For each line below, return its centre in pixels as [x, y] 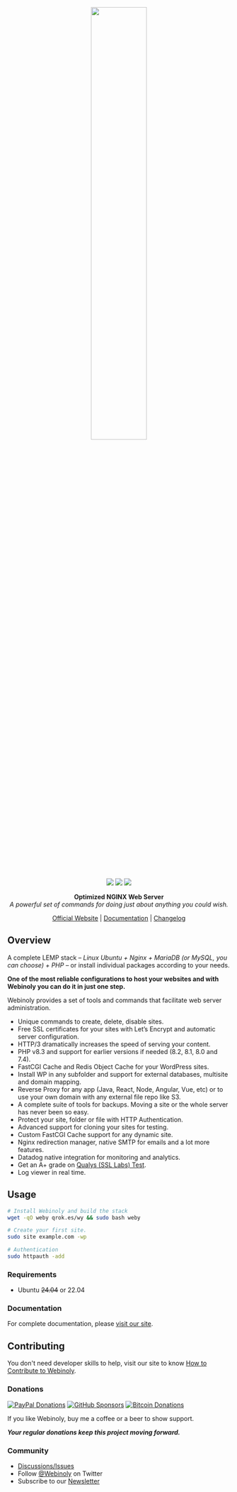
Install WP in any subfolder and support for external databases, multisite [123, 1074]
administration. [29, 1007]
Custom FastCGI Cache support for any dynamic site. [95, 1134]
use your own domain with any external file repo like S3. [99, 1097]
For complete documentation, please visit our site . [80, 1324]
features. [31, 1149]
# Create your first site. [47, 1230]
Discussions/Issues [46, 1466]
